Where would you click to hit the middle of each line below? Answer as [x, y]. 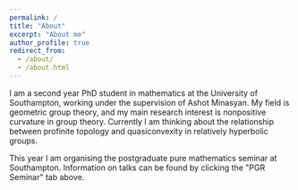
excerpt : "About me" [48, 34]
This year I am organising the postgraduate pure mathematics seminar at [143, 158]
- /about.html [43, 68]
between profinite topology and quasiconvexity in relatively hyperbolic [139, 131]
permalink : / [34, 17]
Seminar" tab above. [47, 177]
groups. [24, 141]
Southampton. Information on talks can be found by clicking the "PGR [137, 168]
